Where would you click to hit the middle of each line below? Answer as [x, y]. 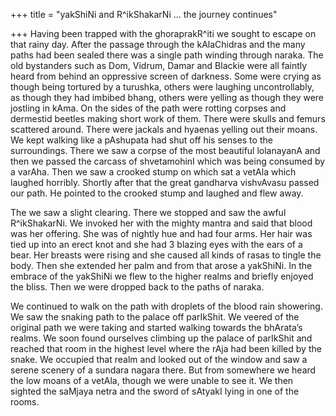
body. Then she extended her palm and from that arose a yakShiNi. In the [161, 265]
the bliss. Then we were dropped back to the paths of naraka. [137, 287]
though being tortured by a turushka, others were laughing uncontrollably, [162, 87]
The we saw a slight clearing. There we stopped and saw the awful [148, 212]
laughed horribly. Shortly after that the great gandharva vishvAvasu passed [165, 182]
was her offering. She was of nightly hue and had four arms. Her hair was [161, 233]
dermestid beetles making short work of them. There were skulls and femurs [168, 118]
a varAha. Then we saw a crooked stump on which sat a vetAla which [153, 172]
